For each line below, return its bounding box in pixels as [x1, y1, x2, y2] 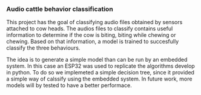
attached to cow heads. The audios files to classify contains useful [6, 25, 173, 32]
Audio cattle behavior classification [6, 5, 113, 13]
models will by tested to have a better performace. [6, 82, 132, 89]
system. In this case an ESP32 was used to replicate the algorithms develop [6, 62, 195, 70]
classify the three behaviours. [6, 44, 81, 51]
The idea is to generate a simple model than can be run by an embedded [6, 56, 188, 64]
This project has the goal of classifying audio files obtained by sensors [6, 19, 183, 26]
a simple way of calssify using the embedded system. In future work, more [6, 75, 193, 83]
